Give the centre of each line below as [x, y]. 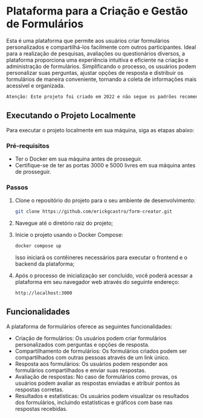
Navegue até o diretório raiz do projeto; [64, 223]
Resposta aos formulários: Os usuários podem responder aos [91, 364]
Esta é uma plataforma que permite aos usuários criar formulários [88, 40]
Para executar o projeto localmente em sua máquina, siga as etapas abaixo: [100, 130]
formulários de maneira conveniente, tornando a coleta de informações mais [101, 79]
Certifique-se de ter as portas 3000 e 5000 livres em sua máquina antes [105, 165]
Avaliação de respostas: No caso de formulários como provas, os [96, 376]
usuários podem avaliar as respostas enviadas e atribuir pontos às [97, 383]
